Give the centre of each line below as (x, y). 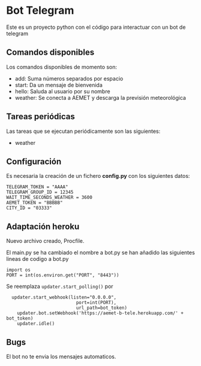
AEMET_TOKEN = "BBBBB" (34, 203)
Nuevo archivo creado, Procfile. (45, 241)
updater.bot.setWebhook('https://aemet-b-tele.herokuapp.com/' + (100, 313)
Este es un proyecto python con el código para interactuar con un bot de (96, 27)
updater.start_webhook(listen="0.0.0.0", (64, 297)
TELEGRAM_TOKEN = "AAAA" (37, 187)
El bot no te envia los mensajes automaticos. (61, 356)
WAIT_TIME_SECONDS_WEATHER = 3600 (49, 198)
